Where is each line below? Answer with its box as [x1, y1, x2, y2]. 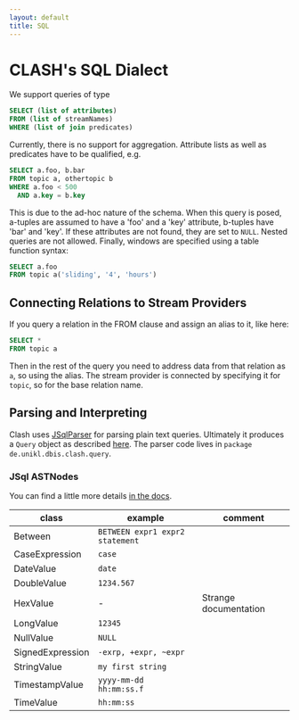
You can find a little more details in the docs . [9, 490, 172, 501]
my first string [97, 661, 167, 672]
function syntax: [9, 244, 69, 255]
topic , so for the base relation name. [9, 379, 144, 390]
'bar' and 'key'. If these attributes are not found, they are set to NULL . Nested [9, 226, 287, 236]
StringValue [13, 660, 62, 673]
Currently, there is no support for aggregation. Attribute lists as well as [9, 139, 267, 150]
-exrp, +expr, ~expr [97, 647, 185, 657]
